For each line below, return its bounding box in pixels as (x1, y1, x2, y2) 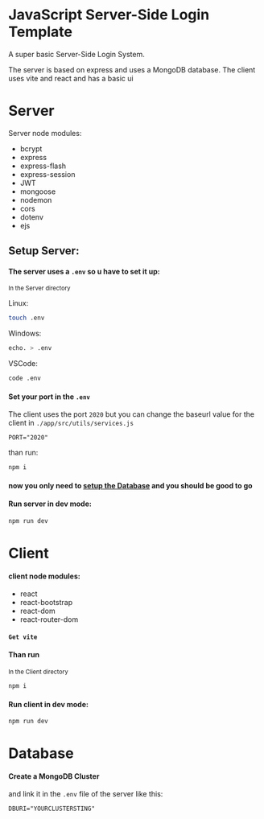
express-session (19, 169, 76, 179)
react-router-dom (19, 615, 79, 624)
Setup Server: (8, 244, 80, 258)
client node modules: (8, 571, 80, 581)
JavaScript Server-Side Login (8, 6, 210, 24)
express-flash (19, 161, 67, 171)
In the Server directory (8, 284, 71, 293)
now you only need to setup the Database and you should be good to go (8, 480, 253, 490)
